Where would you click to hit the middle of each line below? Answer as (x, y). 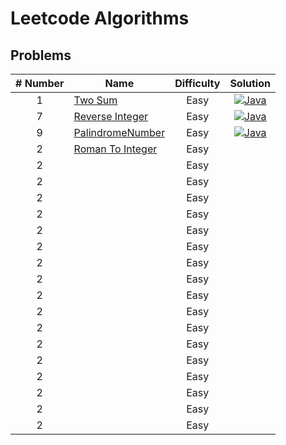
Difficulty (197, 83)
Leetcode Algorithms (100, 18)
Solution (250, 83)
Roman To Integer (115, 149)
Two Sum (95, 100)
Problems (41, 55)
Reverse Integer (111, 116)
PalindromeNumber (119, 132)
